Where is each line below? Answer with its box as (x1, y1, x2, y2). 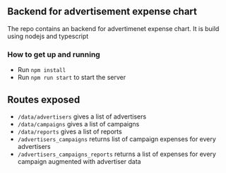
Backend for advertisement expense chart (7, 6, 198, 18)
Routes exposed (7, 93, 81, 105)
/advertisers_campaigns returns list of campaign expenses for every (17, 134, 217, 143)
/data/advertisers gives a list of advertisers (17, 112, 147, 121)
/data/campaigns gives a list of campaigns (17, 119, 140, 128)
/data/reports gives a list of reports (17, 127, 122, 136)
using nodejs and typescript (7, 32, 89, 40)
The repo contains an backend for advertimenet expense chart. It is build (7, 24, 220, 32)
